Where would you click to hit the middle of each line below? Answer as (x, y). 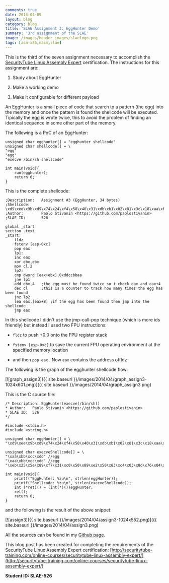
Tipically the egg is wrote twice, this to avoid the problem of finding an (78, 117)
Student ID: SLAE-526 (29, 575)
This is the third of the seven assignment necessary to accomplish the (78, 57)
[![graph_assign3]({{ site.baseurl (39, 379)
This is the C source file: (30, 394)
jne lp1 (22, 279)
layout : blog (19, 19)
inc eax (22, 257)
